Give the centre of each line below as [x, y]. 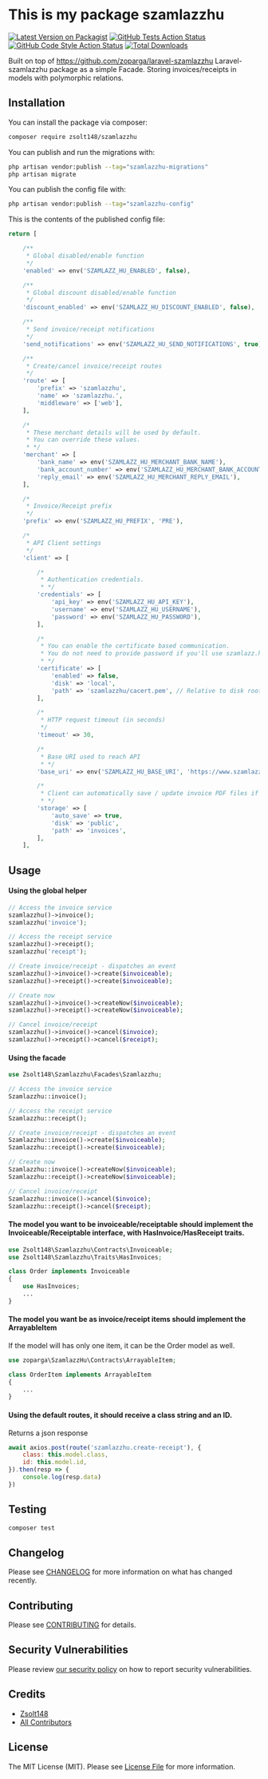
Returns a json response [48, 1433]
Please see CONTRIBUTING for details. [73, 1625]
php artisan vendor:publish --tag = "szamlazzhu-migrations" [108, 167]
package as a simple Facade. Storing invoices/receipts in [143, 69]
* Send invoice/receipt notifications [91, 329]
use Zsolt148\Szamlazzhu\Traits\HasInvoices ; [85, 1257]
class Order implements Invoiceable [69, 1272]
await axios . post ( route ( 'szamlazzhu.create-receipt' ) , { [105, 1447]
